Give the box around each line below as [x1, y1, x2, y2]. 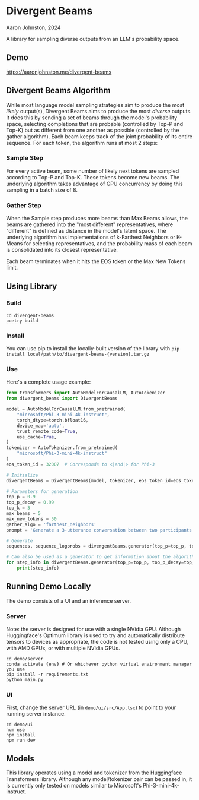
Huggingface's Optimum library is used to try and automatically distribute [6, 632, 185, 639]
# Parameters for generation [6, 488, 78, 494]
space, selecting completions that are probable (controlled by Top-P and [6, 120, 184, 127]
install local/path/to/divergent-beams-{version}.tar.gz [6, 352, 150, 358]
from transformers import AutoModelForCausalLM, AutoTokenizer [6, 390, 166, 396]
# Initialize [6, 472, 38, 478]
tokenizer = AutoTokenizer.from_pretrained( [6, 445, 118, 451]
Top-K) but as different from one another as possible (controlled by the [6, 127, 179, 134]
